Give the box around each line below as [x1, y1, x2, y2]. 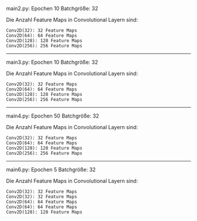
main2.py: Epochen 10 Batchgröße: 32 [6, 5, 98, 12]
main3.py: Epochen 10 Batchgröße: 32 [6, 58, 98, 65]
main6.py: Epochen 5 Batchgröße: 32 [6, 166, 96, 173]
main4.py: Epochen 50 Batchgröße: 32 [6, 112, 100, 119]
